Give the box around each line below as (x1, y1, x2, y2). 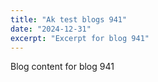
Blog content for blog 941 (10, 61, 115, 73)
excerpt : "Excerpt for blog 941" (10, 33, 150, 43)
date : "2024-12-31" (10, 24, 92, 34)
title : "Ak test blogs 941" (10, 14, 128, 25)
